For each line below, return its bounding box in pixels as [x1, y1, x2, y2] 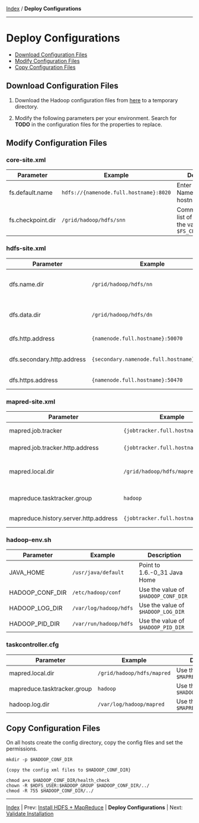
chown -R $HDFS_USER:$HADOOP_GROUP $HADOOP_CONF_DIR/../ [6, 783, 150, 789]
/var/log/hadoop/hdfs [72, 605, 133, 611]
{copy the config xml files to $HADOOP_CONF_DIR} [6, 767, 131, 773]
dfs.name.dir [9, 280, 44, 288]
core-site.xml [6, 156, 46, 164]
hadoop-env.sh [6, 535, 52, 544]
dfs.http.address [9, 334, 55, 342]
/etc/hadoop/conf [72, 589, 121, 596]
